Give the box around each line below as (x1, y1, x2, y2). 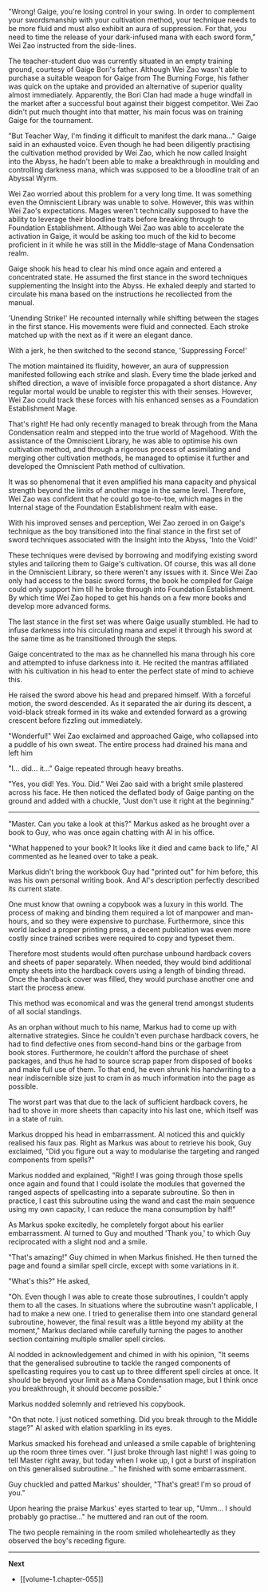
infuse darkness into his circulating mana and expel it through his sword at (8, 625, 253, 634)
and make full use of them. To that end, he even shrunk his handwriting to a (8, 1065, 257, 1074)
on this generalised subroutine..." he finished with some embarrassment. (8, 1464, 247, 1473)
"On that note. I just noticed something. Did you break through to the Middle (8, 1415, 258, 1424)
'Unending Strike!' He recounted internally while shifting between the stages (8, 313, 259, 323)
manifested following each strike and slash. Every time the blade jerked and (8, 370, 257, 379)
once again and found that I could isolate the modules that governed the (8, 1179, 246, 1189)
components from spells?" (8, 1155, 95, 1165)
